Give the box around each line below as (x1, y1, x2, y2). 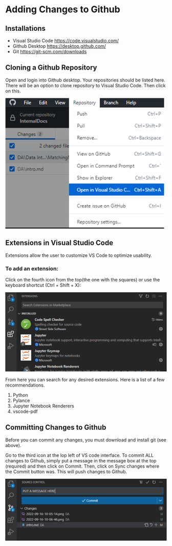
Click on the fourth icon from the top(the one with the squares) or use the (5, 276, 160, 282)
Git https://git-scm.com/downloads (12, 49, 87, 54)
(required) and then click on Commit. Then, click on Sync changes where (5, 463, 160, 469)
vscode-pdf (12, 408, 38, 414)
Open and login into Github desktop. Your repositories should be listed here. (5, 77, 165, 83)
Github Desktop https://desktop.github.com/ (12, 43, 106, 49)
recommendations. (5, 382, 45, 388)
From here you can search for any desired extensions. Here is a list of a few (5, 376, 165, 382)
